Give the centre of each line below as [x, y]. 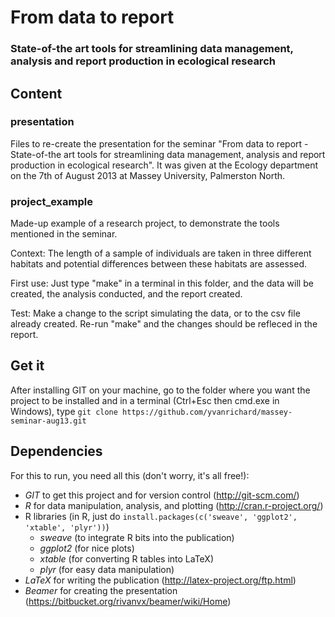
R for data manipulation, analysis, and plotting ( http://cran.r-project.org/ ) [174, 505]
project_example [51, 201]
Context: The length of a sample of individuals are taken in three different [161, 253]
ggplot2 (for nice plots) [87, 548]
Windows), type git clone [64, 411]
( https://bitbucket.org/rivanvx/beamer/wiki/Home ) [128, 601]
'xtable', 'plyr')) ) [67, 527]
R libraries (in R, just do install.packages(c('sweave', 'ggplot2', [161, 516]
